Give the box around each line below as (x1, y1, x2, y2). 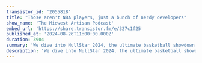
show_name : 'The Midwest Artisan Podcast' (6, 20, 114, 26)
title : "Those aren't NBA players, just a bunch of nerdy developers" (6, 14, 187, 20)
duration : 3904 (6, 37, 44, 43)
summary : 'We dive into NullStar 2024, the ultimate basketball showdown (6, 43, 195, 49)
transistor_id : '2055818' (6, 8, 71, 15)
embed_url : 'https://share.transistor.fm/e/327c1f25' (6, 25, 144, 32)
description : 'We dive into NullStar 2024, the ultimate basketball (6, 48, 182, 54)
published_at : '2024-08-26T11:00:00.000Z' (6, 31, 114, 37)
